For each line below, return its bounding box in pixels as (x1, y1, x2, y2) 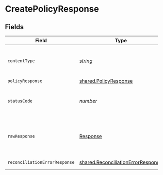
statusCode (7, 98, 33, 104)
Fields (5, 23, 24, 31)
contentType (7, 58, 35, 64)
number (79, 98, 97, 104)
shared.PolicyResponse (79, 78, 133, 84)
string (79, 57, 93, 64)
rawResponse (7, 134, 35, 139)
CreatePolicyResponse (5, 3, 99, 15)
